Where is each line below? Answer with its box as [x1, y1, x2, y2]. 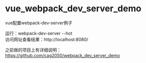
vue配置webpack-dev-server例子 [5, 20, 73, 26]
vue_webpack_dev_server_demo [5, 3, 142, 14]
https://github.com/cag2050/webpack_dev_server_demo [5, 52, 120, 58]
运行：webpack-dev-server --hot [5, 30, 73, 36]
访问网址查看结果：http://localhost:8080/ [5, 36, 88, 42]
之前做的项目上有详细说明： [5, 47, 61, 53]
